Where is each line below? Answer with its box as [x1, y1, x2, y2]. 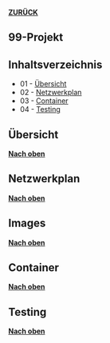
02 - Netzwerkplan [19, 88, 82, 98]
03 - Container [19, 96, 69, 106]
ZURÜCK [8, 8, 38, 17]
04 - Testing [19, 105, 61, 114]
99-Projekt [8, 30, 64, 44]
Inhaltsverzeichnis [8, 58, 103, 71]
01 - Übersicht [19, 79, 67, 89]
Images [8, 217, 46, 230]
